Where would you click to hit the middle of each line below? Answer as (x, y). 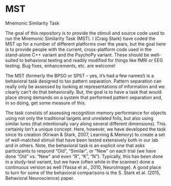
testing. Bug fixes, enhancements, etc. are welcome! (60, 66)
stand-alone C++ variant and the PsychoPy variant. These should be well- (83, 55)
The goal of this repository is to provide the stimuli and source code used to (85, 33)
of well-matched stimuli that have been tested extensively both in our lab (82, 140)
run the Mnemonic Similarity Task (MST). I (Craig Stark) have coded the (80, 38)
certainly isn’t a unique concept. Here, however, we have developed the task (86, 129)
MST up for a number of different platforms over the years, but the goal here (86, 44)
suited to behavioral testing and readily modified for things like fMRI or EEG (84, 60)
